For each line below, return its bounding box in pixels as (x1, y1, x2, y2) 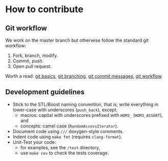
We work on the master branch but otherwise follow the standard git (5, 37, 149, 43)
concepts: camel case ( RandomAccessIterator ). (20, 123, 118, 129)
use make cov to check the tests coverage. (20, 150, 109, 156)
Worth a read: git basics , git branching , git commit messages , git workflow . (5, 73, 163, 79)
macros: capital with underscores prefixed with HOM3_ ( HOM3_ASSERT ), (20, 112, 163, 118)
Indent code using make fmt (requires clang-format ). (12, 134, 123, 140)
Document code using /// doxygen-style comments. (12, 128, 124, 134)
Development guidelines (5, 88, 85, 96)
